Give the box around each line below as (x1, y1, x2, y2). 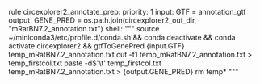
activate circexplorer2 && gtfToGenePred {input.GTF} (8, 41, 186, 51)
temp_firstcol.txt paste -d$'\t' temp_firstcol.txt (8, 58, 161, 68)
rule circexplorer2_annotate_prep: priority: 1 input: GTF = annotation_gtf (8, 7, 246, 16)
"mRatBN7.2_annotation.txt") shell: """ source (8, 24, 160, 33)
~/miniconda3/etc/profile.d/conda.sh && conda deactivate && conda (8, 32, 236, 42)
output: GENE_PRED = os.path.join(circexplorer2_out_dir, (8, 15, 197, 25)
